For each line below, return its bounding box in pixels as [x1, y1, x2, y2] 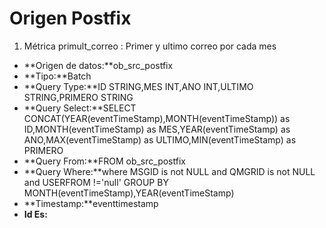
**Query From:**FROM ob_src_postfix [23, 155, 186, 167]
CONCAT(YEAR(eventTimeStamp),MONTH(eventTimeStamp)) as [23, 112, 291, 124]
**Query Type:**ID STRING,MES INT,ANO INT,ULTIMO [23, 80, 254, 92]
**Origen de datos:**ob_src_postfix [23, 59, 174, 71]
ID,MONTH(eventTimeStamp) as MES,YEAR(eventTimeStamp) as [23, 123, 291, 135]
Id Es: [23, 208, 48, 220]
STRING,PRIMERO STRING [23, 91, 134, 103]
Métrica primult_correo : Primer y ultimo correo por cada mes [23, 40, 277, 52]
